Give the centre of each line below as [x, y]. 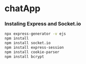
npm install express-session [34, 48]
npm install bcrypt [24, 57]
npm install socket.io [28, 43]
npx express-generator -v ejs [35, 34]
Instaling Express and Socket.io [43, 24]
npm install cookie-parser [32, 52]
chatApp [22, 9]
